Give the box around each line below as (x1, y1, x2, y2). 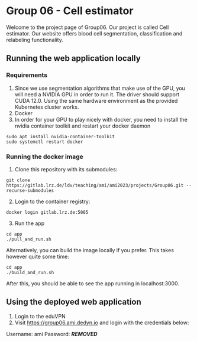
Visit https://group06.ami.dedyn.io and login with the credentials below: (14, 319, 189, 326)
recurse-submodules (6, 187, 54, 193)
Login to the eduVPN (14, 312, 66, 320)
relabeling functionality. (6, 36, 63, 43)
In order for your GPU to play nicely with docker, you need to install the (14, 116, 188, 123)
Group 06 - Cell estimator (6, 4, 134, 18)
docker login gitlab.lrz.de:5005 (6, 209, 89, 215)
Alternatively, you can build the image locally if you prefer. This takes (6, 246, 175, 253)
